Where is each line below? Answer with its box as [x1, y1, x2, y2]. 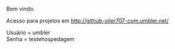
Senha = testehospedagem [6, 36, 75, 42]
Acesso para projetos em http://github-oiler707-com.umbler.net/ [6, 17, 169, 24]
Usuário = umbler [6, 29, 51, 36]
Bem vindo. [6, 6, 35, 12]
